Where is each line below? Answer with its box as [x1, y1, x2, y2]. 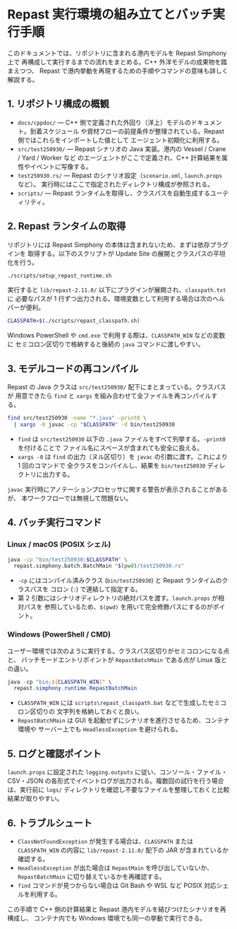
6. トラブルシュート [7, 817, 93, 829]
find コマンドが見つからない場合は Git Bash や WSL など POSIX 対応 [17, 881, 217, 889]
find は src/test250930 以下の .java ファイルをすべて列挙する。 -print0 [17, 434, 226, 443]
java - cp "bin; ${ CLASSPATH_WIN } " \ [7, 678, 112, 685]
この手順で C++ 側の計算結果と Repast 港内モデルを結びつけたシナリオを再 [7, 905, 227, 913]
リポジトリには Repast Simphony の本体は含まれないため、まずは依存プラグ [7, 240, 229, 249]
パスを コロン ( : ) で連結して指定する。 [30, 585, 142, 593]
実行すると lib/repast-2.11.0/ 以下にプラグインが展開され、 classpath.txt [7, 285, 226, 294]
